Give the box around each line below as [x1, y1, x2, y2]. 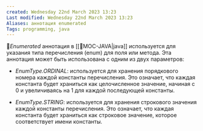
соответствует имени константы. [15, 118, 102, 126]
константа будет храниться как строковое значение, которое [15, 112, 177, 119]
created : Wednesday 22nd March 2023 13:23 [6, 9, 117, 15]
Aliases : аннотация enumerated [6, 20, 86, 26]
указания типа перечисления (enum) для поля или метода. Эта [6, 49, 172, 57]
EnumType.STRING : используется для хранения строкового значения [15, 99, 197, 106]
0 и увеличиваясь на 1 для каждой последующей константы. [15, 87, 175, 94]
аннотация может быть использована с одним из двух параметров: [6, 55, 185, 63]
